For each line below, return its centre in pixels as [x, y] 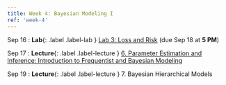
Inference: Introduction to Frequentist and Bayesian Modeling [95, 60]
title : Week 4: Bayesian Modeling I [60, 13]
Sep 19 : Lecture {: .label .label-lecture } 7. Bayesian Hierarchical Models [110, 74]
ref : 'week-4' [28, 20]
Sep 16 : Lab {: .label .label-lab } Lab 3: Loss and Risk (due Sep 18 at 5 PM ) [113, 39]
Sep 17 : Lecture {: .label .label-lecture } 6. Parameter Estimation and [105, 53]
